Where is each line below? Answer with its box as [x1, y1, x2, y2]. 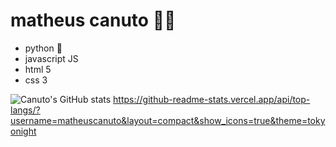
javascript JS [24, 52, 79, 64]
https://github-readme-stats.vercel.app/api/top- [113, 93, 311, 105]
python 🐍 [24, 42, 63, 54]
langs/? [10, 104, 41, 116]
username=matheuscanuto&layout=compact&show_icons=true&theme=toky [10, 114, 326, 126]
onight [10, 125, 37, 137]
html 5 [24, 63, 52, 75]
